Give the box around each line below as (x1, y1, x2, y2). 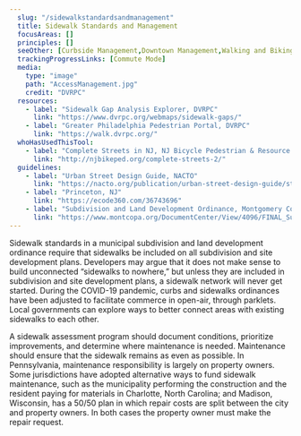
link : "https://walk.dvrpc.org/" (32, 130, 159, 139)
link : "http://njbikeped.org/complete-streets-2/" (32, 154, 227, 164)
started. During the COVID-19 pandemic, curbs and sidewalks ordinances (9, 285, 280, 295)
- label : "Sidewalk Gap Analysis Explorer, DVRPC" (25, 105, 219, 114)
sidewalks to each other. (9, 313, 99, 324)
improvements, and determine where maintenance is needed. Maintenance (9, 340, 287, 351)
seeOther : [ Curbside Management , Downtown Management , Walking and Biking (17, 47, 295, 56)
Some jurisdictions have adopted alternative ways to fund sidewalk (9, 369, 256, 380)
